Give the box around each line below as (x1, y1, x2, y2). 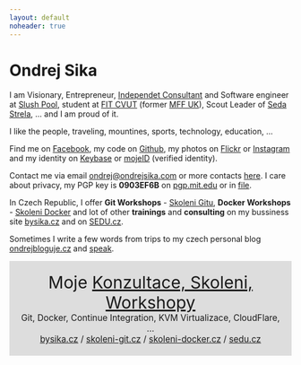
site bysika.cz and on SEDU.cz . (9, 216, 124, 227)
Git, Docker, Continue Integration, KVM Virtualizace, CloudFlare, (21, 312, 280, 324)
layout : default (9, 13, 70, 22)
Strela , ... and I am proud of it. (9, 109, 119, 119)
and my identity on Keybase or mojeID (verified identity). (9, 153, 218, 164)
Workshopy (105, 292, 196, 314)
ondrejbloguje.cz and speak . (9, 243, 115, 254)
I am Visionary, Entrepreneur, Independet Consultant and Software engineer (9, 90, 289, 100)
